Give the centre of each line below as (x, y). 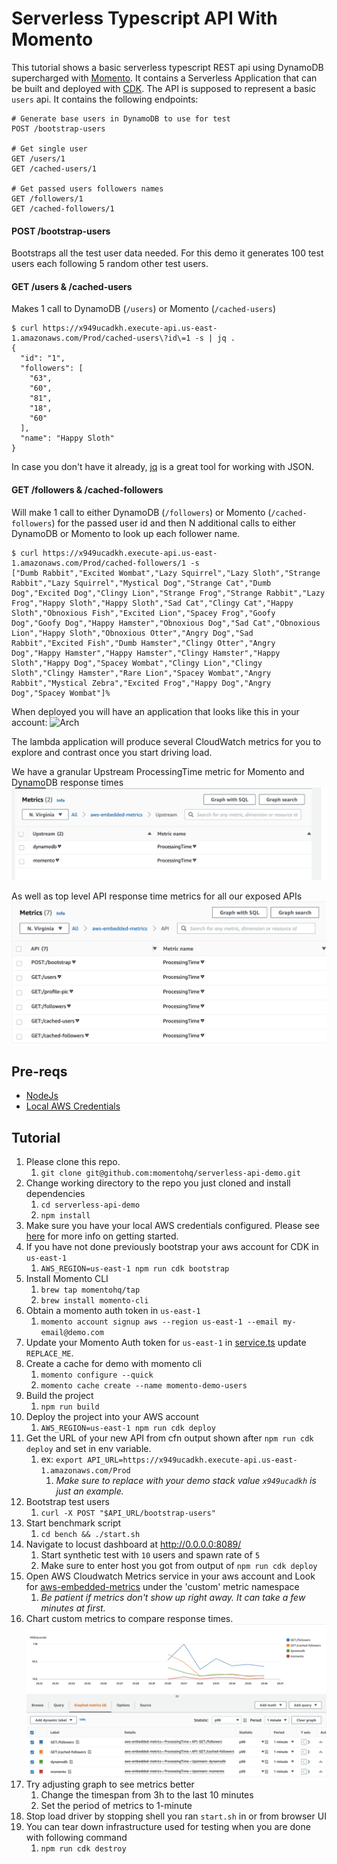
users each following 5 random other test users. (110, 264)
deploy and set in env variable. (88, 1448)
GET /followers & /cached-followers (87, 489)
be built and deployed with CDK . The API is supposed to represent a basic (164, 88)
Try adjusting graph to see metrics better (110, 1784)
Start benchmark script (73, 1523)
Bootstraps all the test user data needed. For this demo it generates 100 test (167, 253)
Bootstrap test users (67, 1501)
